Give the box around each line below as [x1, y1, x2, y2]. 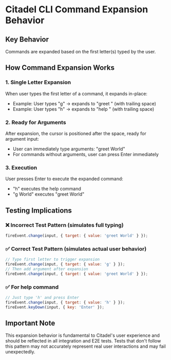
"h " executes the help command [12, 186, 81, 192]
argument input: [5, 136, 40, 142]
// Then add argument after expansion [5, 266, 88, 272]
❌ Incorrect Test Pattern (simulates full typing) [5, 221, 124, 229]
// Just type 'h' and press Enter [5, 295, 80, 300]
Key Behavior [5, 35, 49, 44]
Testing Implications [5, 206, 72, 215]
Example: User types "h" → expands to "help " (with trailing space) [12, 106, 155, 112]
